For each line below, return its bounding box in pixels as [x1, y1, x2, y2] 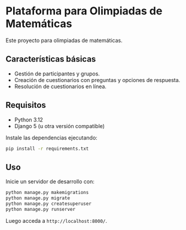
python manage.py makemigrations [5, 190, 89, 196]
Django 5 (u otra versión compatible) [14, 122, 105, 129]
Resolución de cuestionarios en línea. [14, 83, 107, 90]
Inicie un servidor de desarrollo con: [5, 178, 95, 185]
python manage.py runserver [5, 206, 76, 212]
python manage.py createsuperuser [5, 201, 92, 207]
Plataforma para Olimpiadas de [5, 4, 163, 18]
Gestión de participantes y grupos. [14, 70, 100, 77]
